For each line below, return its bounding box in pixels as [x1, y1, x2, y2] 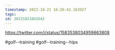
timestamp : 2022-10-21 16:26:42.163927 [5, 7, 87, 12]
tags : [5, 12, 16, 17]
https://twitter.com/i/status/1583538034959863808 [5, 30, 110, 36]
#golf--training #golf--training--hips [5, 39, 78, 45]
